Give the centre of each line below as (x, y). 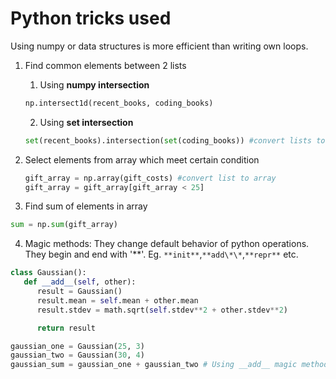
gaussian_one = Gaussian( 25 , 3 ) (77, 346)
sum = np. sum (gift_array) (64, 225)
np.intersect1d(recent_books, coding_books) (119, 103)
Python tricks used (91, 18)
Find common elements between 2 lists (105, 65)
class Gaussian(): (48, 273)
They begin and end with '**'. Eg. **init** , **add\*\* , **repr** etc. (161, 254)
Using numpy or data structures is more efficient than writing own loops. (159, 46)
